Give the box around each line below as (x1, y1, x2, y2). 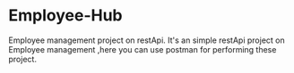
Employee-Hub (8, 5, 123, 26)
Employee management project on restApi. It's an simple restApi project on (8, 35, 285, 45)
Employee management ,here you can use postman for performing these (8, 44, 277, 54)
